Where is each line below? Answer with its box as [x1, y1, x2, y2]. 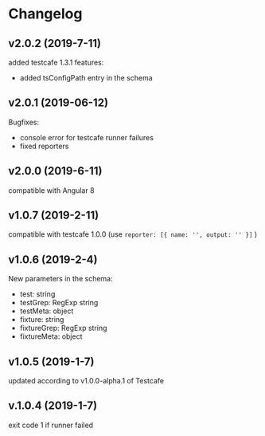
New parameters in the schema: [8, 274, 113, 284]
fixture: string [19, 315, 64, 324]
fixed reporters [19, 141, 69, 151]
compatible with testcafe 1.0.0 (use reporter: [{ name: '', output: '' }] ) [8, 230, 258, 239]
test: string [19, 289, 56, 299]
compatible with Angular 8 [8, 185, 95, 195]
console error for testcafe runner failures [19, 132, 154, 142]
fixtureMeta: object [19, 332, 83, 341]
